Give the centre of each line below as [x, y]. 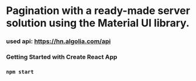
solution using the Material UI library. [98, 23]
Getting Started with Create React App [62, 57]
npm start [20, 72]
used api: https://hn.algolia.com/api [59, 41]
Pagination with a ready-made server [98, 11]
